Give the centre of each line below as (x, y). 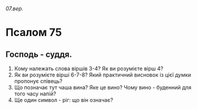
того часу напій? (35, 94)
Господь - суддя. (39, 54)
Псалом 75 (34, 33)
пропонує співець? (38, 81)
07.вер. (15, 9)
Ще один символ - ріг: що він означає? (64, 100)
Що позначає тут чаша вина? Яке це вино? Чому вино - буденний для (103, 87)
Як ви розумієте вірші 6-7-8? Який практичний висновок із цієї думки (103, 75)
